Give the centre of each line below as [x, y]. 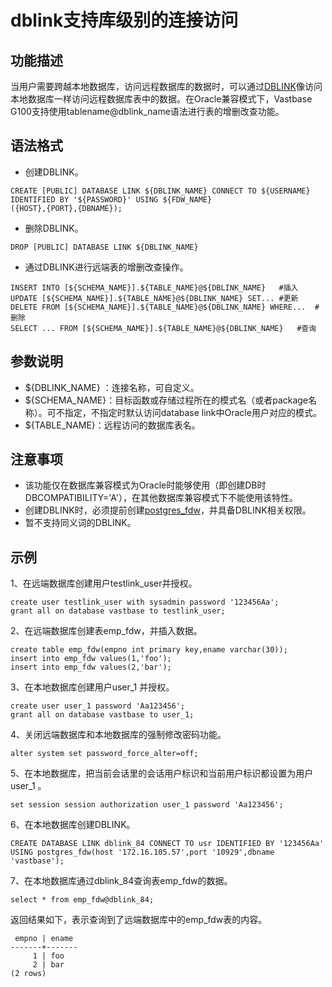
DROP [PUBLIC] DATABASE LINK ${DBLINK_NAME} [104, 247]
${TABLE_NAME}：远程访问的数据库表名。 [112, 425]
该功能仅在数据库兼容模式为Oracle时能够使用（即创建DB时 [145, 485]
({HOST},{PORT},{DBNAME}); [66, 208]
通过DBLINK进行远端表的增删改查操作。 [106, 267]
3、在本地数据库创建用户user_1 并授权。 [92, 687]
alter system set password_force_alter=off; [104, 754]
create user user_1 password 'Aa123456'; [98, 706]
